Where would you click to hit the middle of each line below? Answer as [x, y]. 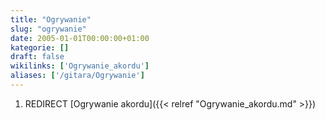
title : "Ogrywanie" [51, 19]
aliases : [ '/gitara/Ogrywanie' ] [77, 76]
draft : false [37, 57]
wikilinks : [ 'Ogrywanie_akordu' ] [80, 66]
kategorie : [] [40, 47]
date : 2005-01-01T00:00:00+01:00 [80, 38]
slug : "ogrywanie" [48, 29]
